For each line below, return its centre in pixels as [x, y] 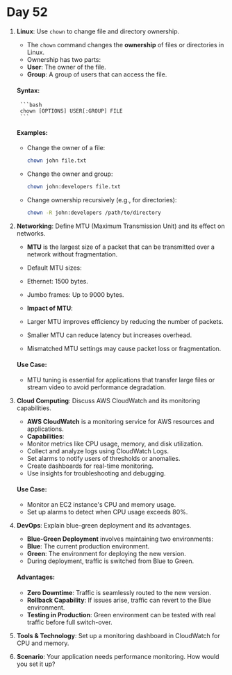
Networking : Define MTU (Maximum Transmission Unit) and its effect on [121, 226]
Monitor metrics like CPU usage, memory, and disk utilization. [115, 444]
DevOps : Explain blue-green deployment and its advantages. [104, 526]
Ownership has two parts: [64, 59]
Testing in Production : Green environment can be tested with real [121, 615]
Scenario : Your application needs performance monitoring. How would [118, 656]
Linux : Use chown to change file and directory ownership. [98, 31]
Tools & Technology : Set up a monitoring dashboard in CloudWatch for [118, 635]
